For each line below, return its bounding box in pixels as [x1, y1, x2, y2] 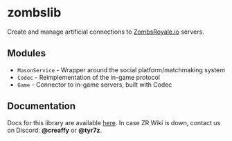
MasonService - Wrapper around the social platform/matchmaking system [17, 65, 226, 74]
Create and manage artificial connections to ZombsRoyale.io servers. [7, 28, 204, 36]
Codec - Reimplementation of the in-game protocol [17, 73, 161, 81]
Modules [7, 47, 46, 59]
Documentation [7, 100, 76, 112]
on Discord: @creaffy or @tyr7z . [7, 126, 102, 134]
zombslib [7, 5, 62, 21]
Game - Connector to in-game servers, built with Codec [17, 80, 172, 89]
